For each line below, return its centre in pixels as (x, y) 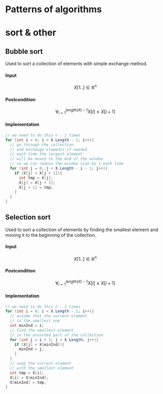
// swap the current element (41, 363)
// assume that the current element (48, 316)
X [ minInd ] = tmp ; (28, 382)
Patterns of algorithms (54, 9)
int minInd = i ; (27, 326)
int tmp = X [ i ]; (27, 373)
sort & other (31, 33)
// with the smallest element (42, 368)
